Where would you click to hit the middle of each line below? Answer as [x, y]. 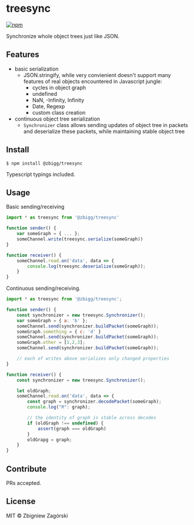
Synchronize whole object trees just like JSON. [63, 36]
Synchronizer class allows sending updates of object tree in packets [106, 125]
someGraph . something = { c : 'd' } [59, 332]
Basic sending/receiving [35, 207]
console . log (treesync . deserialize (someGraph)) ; [86, 266]
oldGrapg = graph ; [50, 440]
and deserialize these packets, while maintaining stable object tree [104, 131]
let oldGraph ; [34, 391]
